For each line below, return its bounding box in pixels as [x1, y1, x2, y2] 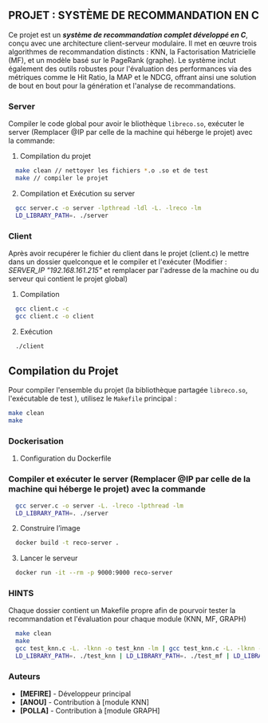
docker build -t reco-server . [15, 539, 120, 547]
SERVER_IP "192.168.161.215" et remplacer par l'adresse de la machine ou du [8, 265, 259, 275]
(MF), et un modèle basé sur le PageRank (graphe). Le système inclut [8, 55, 236, 65]
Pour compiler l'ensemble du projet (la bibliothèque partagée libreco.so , [8, 385, 248, 395]
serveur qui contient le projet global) [8, 274, 128, 283]
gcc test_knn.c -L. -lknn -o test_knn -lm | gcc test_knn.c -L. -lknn [15, 645, 255, 653]
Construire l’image [19, 523, 81, 533]
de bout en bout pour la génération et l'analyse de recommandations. [8, 81, 236, 90]
